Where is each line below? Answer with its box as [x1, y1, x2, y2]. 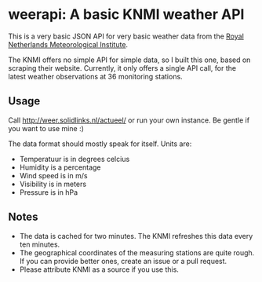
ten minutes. [19, 240, 60, 249]
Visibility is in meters [19, 179, 87, 189]
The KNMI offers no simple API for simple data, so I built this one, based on [8, 55, 251, 64]
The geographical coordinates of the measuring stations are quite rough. [19, 247, 255, 257]
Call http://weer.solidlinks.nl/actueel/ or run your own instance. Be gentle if [8, 115, 249, 125]
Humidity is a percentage [19, 163, 101, 172]
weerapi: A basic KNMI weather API [8, 5, 245, 24]
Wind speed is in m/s [19, 170, 88, 180]
